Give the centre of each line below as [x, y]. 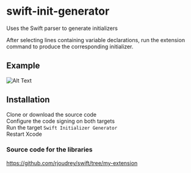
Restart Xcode [24, 134]
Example [23, 66]
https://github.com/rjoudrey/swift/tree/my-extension [72, 163]
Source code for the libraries [49, 150]
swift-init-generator [58, 11]
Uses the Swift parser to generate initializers [62, 28]
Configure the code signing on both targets [60, 121]
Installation [28, 100]
